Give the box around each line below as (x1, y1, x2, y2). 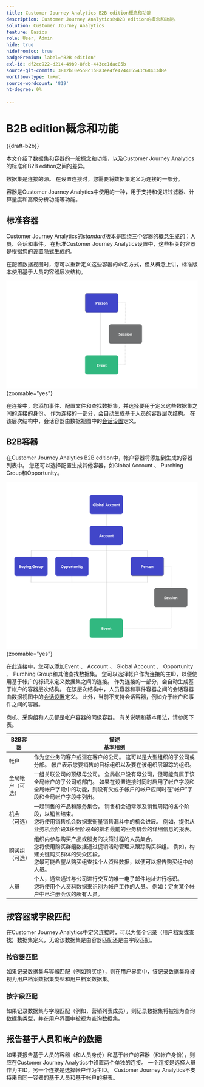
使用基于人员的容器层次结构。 (11, 268, 86, 276)
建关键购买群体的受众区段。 (33, 850, 103, 858)
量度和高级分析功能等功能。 (11, 195, 81, 203)
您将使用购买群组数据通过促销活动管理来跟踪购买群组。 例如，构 (33, 842, 195, 850)
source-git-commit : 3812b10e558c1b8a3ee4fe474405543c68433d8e (6, 67, 167, 73)
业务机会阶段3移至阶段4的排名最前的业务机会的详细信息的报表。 (33, 825, 195, 833)
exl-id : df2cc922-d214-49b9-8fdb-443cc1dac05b (6, 61, 126, 67)
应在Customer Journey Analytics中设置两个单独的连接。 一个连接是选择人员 (6, 1059, 196, 1066)
